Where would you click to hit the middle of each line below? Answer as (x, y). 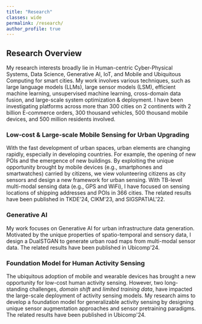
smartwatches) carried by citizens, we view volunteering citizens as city (96, 173)
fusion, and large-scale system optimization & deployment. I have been (95, 100)
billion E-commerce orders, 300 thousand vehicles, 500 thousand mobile (97, 113)
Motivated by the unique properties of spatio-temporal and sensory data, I (99, 235)
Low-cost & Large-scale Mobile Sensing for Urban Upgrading (98, 135)
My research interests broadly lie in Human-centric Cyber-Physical (90, 68)
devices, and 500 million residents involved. (61, 119)
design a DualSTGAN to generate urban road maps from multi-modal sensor (101, 241)
